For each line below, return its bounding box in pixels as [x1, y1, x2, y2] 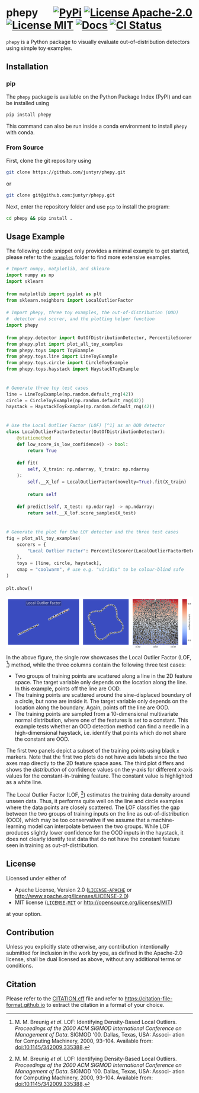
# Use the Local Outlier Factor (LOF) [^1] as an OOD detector [6, 422, 166, 429]
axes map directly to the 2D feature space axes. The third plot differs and [6, 760, 185, 767]
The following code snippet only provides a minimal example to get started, [6, 247, 190, 255]
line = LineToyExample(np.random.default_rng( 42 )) [6, 391, 134, 397]
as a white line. [6, 779, 43, 786]
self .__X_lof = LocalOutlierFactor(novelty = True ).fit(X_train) [27, 479, 187, 485]
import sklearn [6, 278, 44, 285]
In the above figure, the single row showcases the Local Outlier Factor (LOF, [6, 653, 191, 661]
